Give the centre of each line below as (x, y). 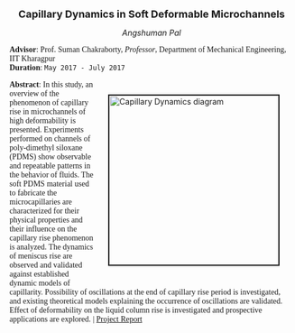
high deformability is (43, 121)
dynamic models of (40, 283)
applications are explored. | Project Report (76, 319)
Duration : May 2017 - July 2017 (68, 68)
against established (39, 274)
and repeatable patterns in (50, 166)
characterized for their (44, 211)
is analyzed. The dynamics (51, 247)
